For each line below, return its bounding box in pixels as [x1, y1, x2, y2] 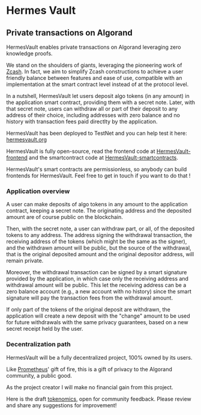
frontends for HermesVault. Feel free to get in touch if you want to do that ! [6, 172, 191, 179]
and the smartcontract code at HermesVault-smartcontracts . [29, 154, 179, 161]
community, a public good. [6, 372, 72, 379]
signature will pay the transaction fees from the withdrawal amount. [6, 294, 173, 301]
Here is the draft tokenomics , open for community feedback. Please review [6, 395, 192, 402]
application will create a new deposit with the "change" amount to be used [6, 312, 190, 319]
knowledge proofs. [6, 50, 53, 57]
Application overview [6, 187, 70, 195]
